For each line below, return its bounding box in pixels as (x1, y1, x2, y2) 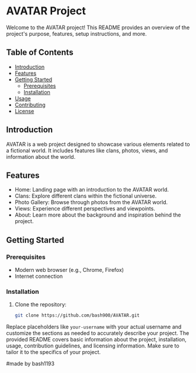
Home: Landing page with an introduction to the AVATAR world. (14, 186, 169, 193)
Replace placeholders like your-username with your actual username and (6, 323, 182, 331)
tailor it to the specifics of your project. (6, 349, 101, 356)
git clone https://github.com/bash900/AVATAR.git (14, 312, 140, 319)
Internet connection (14, 272, 63, 280)
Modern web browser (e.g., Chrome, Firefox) (14, 267, 124, 274)
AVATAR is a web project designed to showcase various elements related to (6, 140, 191, 148)
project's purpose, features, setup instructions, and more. (6, 30, 147, 37)
